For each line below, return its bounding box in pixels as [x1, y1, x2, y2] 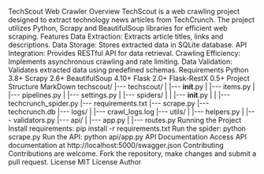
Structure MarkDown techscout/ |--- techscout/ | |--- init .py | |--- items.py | [8, 82, 255, 91]
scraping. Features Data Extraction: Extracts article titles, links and [8, 31, 224, 41]
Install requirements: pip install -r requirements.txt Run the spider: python [8, 124, 247, 133]
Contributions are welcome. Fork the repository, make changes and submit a [8, 149, 257, 158]
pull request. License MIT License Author [8, 157, 142, 166]
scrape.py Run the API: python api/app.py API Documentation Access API [8, 132, 247, 141]
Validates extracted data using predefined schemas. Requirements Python [8, 65, 250, 74]
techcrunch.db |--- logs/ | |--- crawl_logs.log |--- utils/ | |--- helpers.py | [8, 107, 244, 117]
